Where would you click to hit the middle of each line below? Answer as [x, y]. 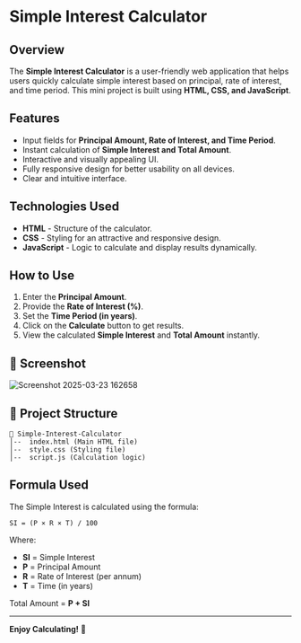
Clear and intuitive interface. [74, 178]
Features [34, 119]
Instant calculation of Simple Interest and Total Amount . [127, 149]
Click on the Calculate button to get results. [103, 326]
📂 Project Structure [64, 414]
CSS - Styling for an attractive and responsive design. [121, 238]
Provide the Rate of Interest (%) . [82, 306]
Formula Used [49, 485]
